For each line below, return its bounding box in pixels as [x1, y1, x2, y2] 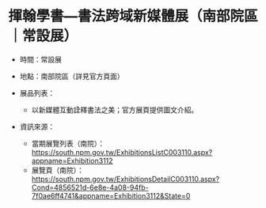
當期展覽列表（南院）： [31, 138, 105, 148]
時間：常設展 [19, 55, 62, 64]
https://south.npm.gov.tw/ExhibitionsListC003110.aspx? [31, 147, 213, 157]
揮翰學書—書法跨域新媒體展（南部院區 [8, 7, 259, 25]
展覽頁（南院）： [31, 165, 85, 175]
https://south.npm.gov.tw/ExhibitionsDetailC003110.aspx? [31, 174, 220, 183]
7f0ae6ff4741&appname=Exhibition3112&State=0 [31, 191, 191, 200]
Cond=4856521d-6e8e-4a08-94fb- [31, 183, 149, 192]
